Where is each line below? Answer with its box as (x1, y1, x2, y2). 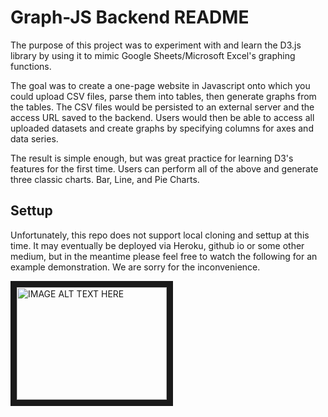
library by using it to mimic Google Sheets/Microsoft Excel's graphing (10, 49, 296, 61)
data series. (10, 132, 59, 145)
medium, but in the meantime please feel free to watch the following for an (10, 250, 318, 262)
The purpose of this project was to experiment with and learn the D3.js (10, 39, 302, 51)
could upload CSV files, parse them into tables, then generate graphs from (10, 90, 317, 102)
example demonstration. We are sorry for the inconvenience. (10, 261, 261, 273)
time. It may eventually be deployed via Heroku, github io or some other (10, 239, 305, 251)
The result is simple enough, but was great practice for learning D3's (10, 152, 294, 164)
